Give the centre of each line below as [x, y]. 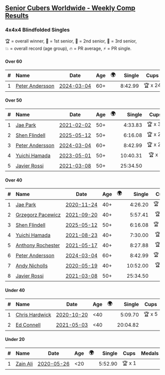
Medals [150, 353]
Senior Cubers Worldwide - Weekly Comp [70, 8]
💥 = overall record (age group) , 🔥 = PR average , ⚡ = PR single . [68, 48]
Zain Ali [24, 364]
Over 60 [14, 62]
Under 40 [15, 290]
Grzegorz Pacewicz [38, 215]
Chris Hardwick [33, 315]
